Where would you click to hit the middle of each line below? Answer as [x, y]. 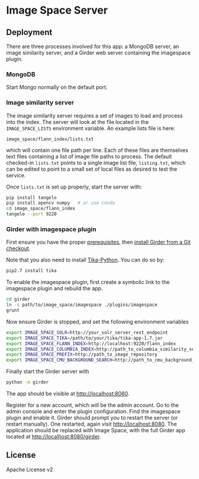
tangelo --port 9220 [32, 214]
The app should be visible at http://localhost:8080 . [68, 394]
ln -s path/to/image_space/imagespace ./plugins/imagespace [82, 305]
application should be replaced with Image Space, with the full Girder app [96, 430]
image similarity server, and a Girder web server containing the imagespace [99, 53]
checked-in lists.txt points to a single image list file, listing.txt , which [96, 162]
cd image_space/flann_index [41, 209]
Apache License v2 [30, 470]
